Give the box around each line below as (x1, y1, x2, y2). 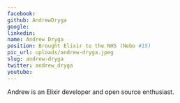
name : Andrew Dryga (7, 36, 64, 43)
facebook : (7, 10, 36, 17)
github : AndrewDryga (7, 17, 68, 24)
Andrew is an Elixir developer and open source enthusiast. (7, 88, 174, 96)
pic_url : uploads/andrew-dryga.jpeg (7, 49, 114, 56)
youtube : (7, 68, 33, 75)
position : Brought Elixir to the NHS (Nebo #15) (7, 42, 151, 49)
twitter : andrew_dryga (7, 62, 73, 69)
